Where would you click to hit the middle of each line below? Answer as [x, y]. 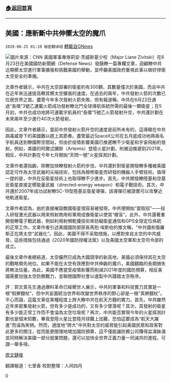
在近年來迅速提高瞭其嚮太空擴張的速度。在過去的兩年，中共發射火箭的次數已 [85, 93]
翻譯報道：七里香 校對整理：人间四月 [44, 366]
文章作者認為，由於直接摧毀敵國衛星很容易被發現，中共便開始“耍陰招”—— [83, 208]
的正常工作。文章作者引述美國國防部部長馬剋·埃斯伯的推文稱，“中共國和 [81, 228]
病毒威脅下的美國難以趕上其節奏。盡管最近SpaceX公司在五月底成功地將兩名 [85, 136]
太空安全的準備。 [23, 76]
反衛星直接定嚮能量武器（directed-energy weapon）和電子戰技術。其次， [83, 185]
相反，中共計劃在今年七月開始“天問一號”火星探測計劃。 [63, 155]
